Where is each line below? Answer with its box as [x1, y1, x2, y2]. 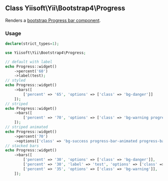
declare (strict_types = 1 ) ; [5, 41, 59, 47]
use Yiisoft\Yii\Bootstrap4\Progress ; [5, 50, 86, 55]
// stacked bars [5, 143, 39, 148]
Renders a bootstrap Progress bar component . [5, 17, 101, 23]
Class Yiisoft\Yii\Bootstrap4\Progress [5, 4, 125, 13]
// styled [5, 78, 26, 83]
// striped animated [5, 125, 48, 130]
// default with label [5, 59, 52, 64]
